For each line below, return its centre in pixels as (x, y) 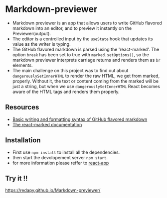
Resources (22, 107)
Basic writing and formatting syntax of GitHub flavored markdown (80, 119)
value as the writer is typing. (41, 44)
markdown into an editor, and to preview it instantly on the (72, 28)
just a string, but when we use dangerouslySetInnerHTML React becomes (86, 86)
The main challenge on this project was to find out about (70, 70)
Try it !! (16, 178)
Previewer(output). (32, 33)
